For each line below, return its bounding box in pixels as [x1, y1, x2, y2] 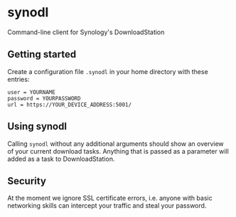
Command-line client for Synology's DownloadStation [7, 28, 165, 36]
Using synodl [7, 120, 68, 132]
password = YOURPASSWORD [7, 95, 81, 102]
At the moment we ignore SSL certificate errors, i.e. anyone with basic [7, 194, 213, 203]
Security [7, 175, 46, 187]
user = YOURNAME [7, 88, 55, 96]
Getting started [7, 48, 77, 60]
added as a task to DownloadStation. [7, 154, 115, 163]
